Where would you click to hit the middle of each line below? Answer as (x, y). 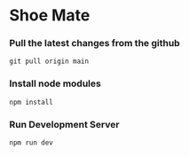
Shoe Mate (50, 16)
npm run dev (31, 143)
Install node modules (55, 83)
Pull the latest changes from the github (94, 43)
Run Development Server (64, 124)
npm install (31, 102)
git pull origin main (49, 62)
